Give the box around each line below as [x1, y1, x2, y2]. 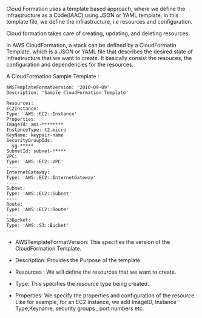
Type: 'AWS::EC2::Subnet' [6, 191, 72, 197]
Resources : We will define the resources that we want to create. [15, 268, 177, 276]
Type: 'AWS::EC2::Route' [6, 206, 69, 212]
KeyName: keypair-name [6, 132, 64, 138]
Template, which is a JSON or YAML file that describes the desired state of [6, 48, 193, 55]
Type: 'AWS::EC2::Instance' [6, 111, 78, 117]
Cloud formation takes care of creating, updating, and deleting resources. [6, 30, 190, 37]
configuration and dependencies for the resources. [6, 61, 134, 68]
